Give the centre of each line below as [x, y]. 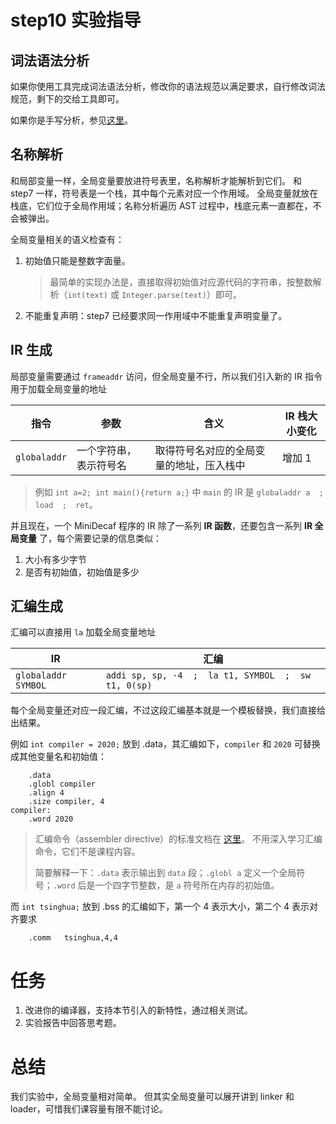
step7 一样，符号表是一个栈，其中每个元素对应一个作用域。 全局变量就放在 [164, 193]
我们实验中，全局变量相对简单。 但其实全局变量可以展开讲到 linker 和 [152, 1097]
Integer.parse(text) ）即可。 [181, 294]
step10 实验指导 [76, 20]
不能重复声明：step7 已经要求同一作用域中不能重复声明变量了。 [156, 315]
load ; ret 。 [66, 504]
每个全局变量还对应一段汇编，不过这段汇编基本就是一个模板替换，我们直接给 [168, 710]
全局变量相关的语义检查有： [67, 239]
